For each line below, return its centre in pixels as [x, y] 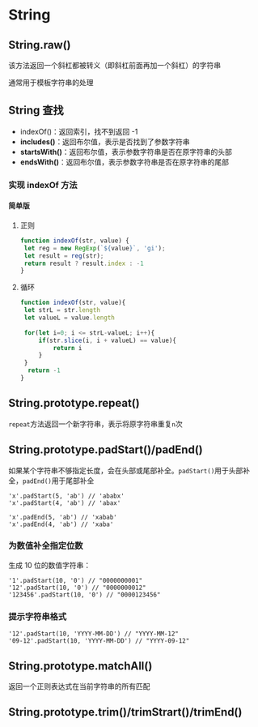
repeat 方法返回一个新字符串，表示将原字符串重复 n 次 [96, 424]
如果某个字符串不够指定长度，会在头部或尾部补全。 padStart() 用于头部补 [129, 470]
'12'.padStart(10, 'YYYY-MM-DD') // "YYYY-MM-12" [94, 634]
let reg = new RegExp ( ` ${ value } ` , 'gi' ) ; [95, 248]
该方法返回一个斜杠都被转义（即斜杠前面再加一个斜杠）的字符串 [114, 65]
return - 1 [44, 370]
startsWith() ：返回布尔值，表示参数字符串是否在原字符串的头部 [126, 152]
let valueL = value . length [69, 318]
